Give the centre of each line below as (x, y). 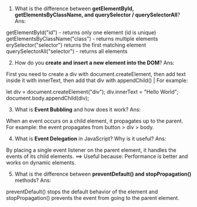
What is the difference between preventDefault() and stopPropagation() (103, 174)
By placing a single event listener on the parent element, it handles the (91, 150)
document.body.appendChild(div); (48, 98)
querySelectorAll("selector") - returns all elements (67, 51)
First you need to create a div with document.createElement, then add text (96, 74)
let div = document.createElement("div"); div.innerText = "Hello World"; (92, 92)
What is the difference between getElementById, (74, 9)
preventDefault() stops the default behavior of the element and (82, 192)
